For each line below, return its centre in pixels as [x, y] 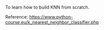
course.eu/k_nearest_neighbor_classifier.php [52, 22]
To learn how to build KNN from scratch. [47, 7]
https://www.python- [51, 17]
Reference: [17, 17]
